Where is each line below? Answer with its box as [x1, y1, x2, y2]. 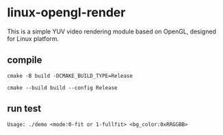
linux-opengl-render [7, 5, 126, 20]
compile [7, 55, 42, 66]
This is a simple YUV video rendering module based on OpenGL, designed [7, 27, 217, 35]
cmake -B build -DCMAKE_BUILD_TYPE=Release [7, 72, 133, 79]
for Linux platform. [7, 34, 60, 42]
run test [7, 103, 42, 115]
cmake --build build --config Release [7, 84, 118, 91]
